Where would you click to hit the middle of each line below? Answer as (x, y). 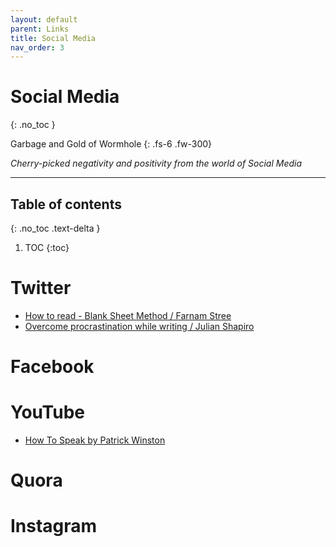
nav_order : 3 (37, 47)
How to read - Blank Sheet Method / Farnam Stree (128, 315)
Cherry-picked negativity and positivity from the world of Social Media (156, 163)
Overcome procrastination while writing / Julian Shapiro (139, 326)
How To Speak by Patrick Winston (95, 440)
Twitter (41, 288)
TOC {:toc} (47, 247)
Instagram (54, 526)
